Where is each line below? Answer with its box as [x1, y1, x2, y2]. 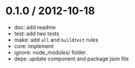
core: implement [14, 43, 54, 50]
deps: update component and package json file [14, 55, 129, 62]
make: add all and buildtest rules [14, 36, 98, 43]
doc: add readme [14, 24, 56, 31]
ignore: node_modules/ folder [14, 48, 86, 56]
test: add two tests [14, 30, 60, 37]
